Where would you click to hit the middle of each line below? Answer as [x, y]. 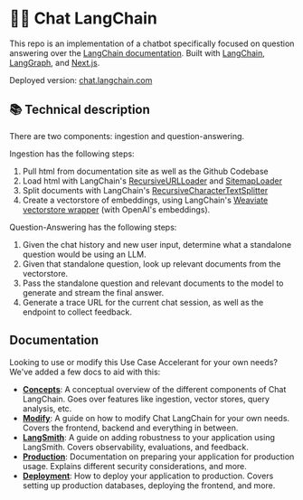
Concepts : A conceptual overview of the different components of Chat [154, 389]
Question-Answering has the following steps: [93, 227]
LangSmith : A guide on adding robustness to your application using [149, 437]
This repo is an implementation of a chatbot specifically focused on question [152, 43]
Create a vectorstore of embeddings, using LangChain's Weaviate [145, 200]
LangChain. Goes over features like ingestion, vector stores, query [146, 399]
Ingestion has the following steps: [72, 154]
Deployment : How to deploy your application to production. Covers [148, 476]
